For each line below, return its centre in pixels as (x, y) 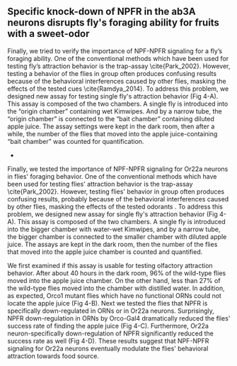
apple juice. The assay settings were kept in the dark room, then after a (111, 126)
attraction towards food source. (53, 356)
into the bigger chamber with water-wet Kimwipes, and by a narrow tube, (114, 229)
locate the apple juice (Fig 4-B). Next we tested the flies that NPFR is (108, 303)
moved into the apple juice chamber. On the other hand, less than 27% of (114, 280)
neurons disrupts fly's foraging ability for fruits (113, 23)
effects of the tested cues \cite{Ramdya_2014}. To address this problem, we (118, 89)
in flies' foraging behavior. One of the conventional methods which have (112, 176)
